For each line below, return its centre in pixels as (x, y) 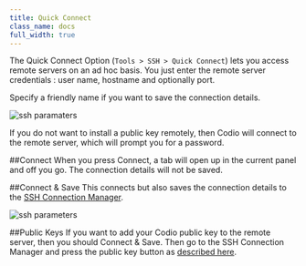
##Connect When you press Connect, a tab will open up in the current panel (153, 160)
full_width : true (42, 35)
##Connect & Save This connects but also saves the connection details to (148, 188)
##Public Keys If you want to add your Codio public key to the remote (140, 232)
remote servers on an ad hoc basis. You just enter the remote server (138, 70)
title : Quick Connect (51, 18)
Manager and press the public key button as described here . (123, 252)
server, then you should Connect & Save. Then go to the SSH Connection (147, 242)
